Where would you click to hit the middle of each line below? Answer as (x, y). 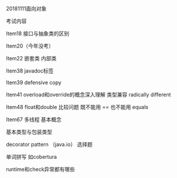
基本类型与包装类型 (29, 132)
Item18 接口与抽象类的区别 (38, 33)
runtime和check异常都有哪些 (41, 169)
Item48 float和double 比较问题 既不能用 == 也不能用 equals (77, 107)
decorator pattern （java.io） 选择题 (49, 144)
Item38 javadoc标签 (30, 71)
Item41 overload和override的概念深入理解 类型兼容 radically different (88, 95)
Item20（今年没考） (30, 46)
